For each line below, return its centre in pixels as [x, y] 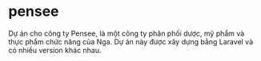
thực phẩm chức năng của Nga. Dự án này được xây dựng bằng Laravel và [131, 41]
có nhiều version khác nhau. [55, 50]
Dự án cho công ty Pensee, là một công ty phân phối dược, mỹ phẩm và [126, 33]
